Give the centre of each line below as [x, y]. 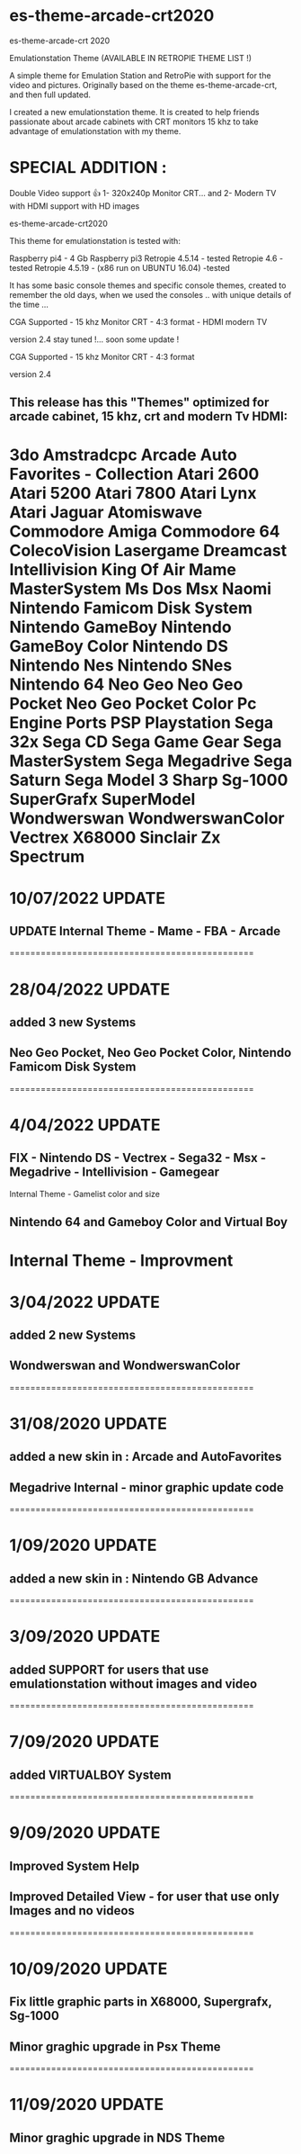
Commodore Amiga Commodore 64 [145, 532]
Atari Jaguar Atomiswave [106, 513]
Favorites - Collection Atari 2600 [134, 474]
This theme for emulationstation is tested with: [95, 240]
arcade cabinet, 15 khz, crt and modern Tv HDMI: [149, 416]
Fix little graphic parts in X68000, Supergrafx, [141, 2002]
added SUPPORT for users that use [109, 1669]
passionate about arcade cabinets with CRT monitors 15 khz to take [134, 122]
